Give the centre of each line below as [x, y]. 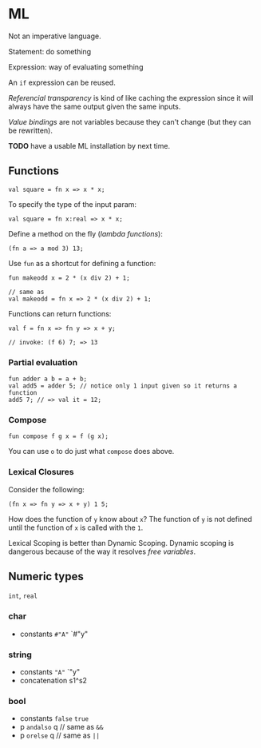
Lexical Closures [41, 472]
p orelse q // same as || [59, 735]
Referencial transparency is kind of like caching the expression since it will [131, 97]
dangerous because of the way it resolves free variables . [102, 551]
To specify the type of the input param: [73, 204]
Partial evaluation [43, 362]
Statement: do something [50, 51]
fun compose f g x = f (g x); [59, 436]
